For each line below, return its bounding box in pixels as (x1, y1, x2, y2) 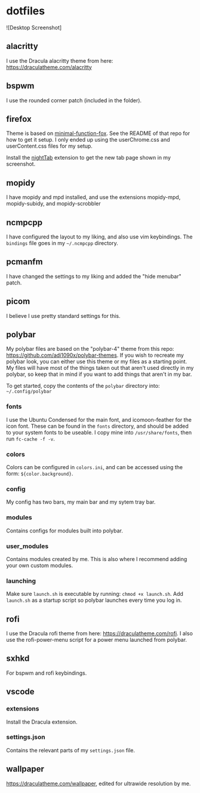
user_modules (6, 542, 49, 550)
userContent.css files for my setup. (6, 142, 93, 150)
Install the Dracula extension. (6, 718, 78, 725)
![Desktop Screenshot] (6, 24, 62, 31)
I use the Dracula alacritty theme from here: (6, 57, 113, 64)
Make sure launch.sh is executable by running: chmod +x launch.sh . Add (6, 590, 184, 598)
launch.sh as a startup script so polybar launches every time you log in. (6, 596, 182, 604)
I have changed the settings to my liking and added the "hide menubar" (6, 273, 182, 280)
